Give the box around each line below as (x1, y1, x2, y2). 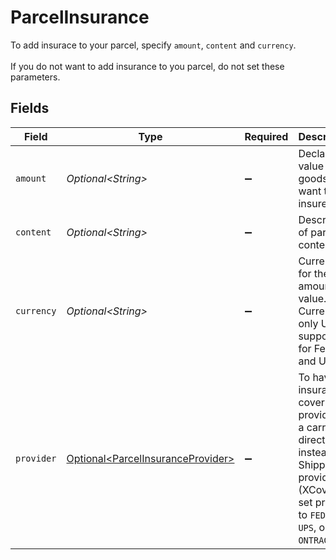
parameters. (10, 71, 61, 83)
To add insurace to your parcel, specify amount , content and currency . (10, 39, 297, 51)
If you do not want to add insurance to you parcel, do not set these (10, 60, 285, 72)
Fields (10, 100, 50, 117)
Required (244, 129, 289, 143)
